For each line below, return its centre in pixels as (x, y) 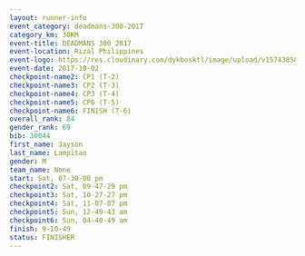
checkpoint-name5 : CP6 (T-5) (64, 102)
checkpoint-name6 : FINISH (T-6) (70, 111)
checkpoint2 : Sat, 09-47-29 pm (69, 187)
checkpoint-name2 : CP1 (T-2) (64, 77)
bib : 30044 (30, 136)
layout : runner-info (49, 18)
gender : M (28, 161)
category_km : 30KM (44, 34)
